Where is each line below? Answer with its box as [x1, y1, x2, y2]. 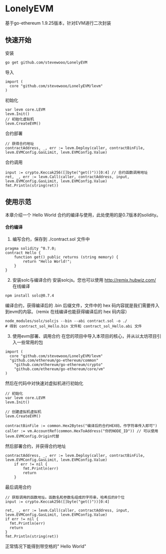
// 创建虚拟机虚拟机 [5, 409, 42, 414]
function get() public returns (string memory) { [14, 254, 119, 259]
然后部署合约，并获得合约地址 [5, 443, 66, 449]
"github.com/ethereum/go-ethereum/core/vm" [14, 367, 106, 371]
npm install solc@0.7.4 [5, 293, 55, 298]
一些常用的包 [16, 339, 43, 345]
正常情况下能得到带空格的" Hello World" [5, 543, 87, 549]
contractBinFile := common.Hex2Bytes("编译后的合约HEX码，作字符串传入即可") [5, 423, 158, 428]
